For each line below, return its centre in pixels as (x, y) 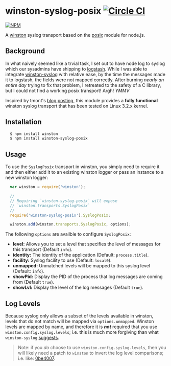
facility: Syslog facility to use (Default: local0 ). (62, 260)
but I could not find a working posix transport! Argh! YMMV (67, 90)
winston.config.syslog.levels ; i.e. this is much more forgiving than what (82, 332)
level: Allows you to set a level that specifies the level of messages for (87, 244)
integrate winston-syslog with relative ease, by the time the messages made (86, 74)
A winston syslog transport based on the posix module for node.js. (75, 35)
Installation (23, 122)
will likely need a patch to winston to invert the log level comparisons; (91, 353)
